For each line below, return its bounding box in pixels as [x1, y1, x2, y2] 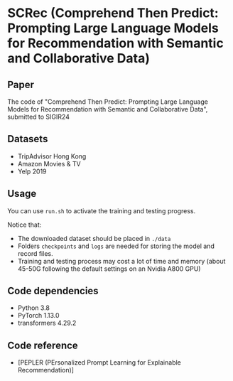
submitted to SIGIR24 [7, 112, 70, 121]
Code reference [7, 339, 78, 351]
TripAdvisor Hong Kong [17, 151, 87, 161]
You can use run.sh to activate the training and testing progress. [7, 206, 196, 215]
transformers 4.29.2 [17, 318, 77, 328]
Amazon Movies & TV [17, 159, 81, 168]
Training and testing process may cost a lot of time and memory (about [17, 257, 226, 265]
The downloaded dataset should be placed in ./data [17, 234, 171, 242]
